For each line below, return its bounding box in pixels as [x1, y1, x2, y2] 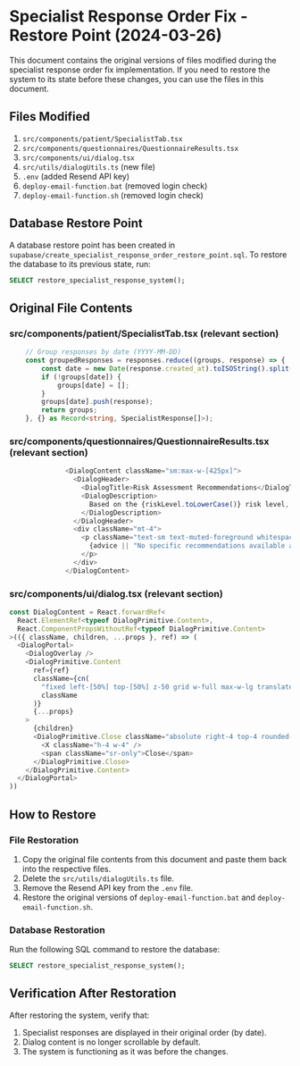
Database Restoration [9, 923, 105, 936]
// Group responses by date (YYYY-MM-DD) [25, 348, 181, 357]
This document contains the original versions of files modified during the [9, 55, 277, 65]
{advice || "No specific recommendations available [88, 541, 286, 550]
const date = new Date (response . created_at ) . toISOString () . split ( [41, 364, 294, 373]
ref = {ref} [32, 666, 70, 676]
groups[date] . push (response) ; [41, 398, 154, 407]
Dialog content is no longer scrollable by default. [21, 1037, 201, 1047]
